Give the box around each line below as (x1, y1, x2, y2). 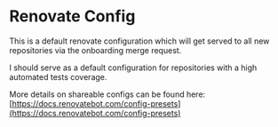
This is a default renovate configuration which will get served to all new (9, 36, 270, 46)
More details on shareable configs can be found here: (9, 89, 206, 99)
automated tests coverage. (9, 71, 107, 82)
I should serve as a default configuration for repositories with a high (9, 62, 258, 73)
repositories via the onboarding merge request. (9, 44, 182, 55)
